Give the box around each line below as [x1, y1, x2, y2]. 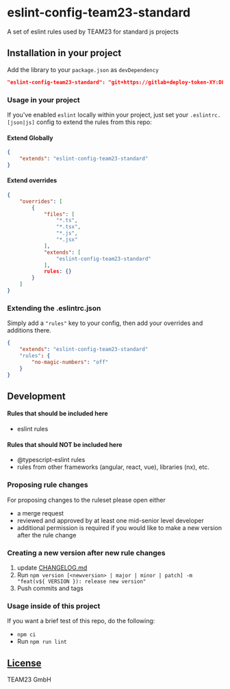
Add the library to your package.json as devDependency [7, 65, 159, 73]
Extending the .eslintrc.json [7, 303, 101, 313]
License [7, 657, 42, 669]
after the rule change [16, 531, 77, 539]
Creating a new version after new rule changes [7, 548, 166, 557]
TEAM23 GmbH [7, 675, 51, 684]
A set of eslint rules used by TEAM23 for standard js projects [7, 27, 179, 36]
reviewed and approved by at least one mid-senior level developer [16, 516, 204, 524]
